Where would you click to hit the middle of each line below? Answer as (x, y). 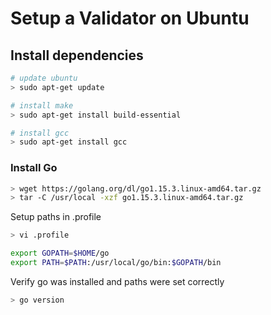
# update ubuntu (44, 78)
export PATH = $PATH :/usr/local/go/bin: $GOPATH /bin (116, 263)
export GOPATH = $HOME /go (60, 253)
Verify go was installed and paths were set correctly (117, 281)
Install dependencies (77, 55)
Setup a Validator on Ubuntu (130, 18)
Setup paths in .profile (56, 217)
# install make (42, 105)
